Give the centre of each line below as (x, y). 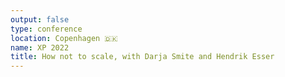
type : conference (46, 29)
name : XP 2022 (40, 47)
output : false (40, 19)
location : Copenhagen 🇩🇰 (64, 38)
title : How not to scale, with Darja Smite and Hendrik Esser (142, 57)
